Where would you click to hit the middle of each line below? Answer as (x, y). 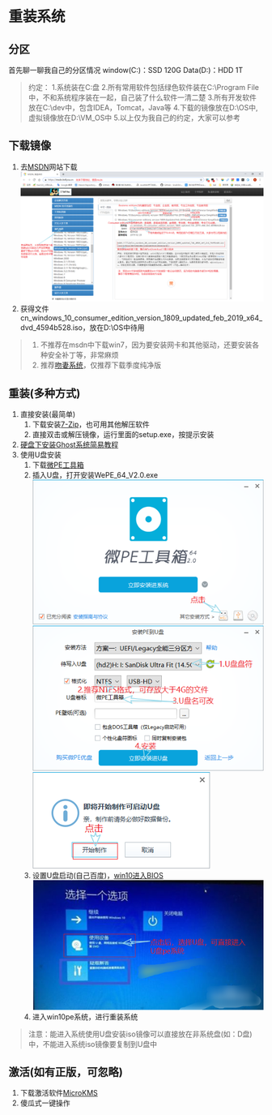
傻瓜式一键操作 (45, 1103)
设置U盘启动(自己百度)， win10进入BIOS (98, 875)
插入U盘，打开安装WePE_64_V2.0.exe (95, 475)
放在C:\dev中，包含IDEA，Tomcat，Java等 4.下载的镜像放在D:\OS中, (143, 107)
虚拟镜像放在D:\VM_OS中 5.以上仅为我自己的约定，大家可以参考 (134, 118)
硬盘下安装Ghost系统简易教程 (69, 445)
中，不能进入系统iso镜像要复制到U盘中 (93, 1044)
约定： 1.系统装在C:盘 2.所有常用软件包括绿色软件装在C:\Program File (144, 87)
